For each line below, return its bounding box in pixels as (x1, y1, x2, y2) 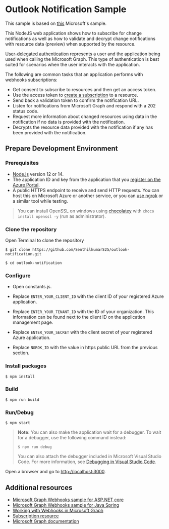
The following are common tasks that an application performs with (5, 71, 143, 77)
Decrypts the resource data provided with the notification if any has (12, 124, 153, 130)
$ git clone (5, 247, 30, 252)
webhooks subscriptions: (5, 77, 58, 83)
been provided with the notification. (12, 129, 87, 135)
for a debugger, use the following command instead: (17, 435, 127, 441)
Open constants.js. (12, 284, 52, 290)
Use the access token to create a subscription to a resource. (12, 92, 138, 98)
